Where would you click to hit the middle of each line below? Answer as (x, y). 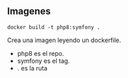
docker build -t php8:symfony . (54, 27)
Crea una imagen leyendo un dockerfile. (64, 40)
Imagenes (29, 11)
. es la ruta (32, 68)
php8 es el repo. (40, 53)
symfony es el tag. (44, 61)
